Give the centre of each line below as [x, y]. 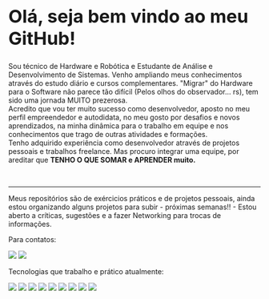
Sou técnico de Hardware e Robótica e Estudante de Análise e [111, 66]
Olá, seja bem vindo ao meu [128, 16]
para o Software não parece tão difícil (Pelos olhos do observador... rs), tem [133, 91]
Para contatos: [32, 239]
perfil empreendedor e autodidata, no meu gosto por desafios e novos [124, 117]
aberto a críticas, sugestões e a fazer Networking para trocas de [115, 215]
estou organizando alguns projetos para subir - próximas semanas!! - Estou [132, 207]
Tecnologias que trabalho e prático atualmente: [86, 271]
